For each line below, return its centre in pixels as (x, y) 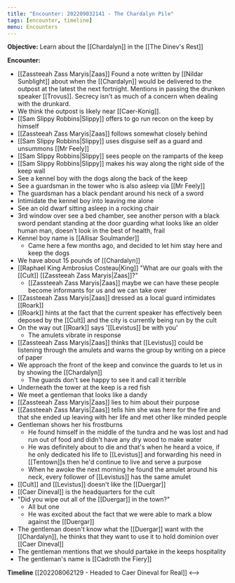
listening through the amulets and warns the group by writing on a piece (121, 350)
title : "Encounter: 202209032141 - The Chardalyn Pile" (90, 14)
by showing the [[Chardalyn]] (60, 372)
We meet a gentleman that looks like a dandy (82, 395)
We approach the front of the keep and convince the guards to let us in (120, 365)
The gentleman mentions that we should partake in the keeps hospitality (122, 551)
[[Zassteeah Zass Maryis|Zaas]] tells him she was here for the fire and (119, 410)
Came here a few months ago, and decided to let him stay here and (125, 246)
